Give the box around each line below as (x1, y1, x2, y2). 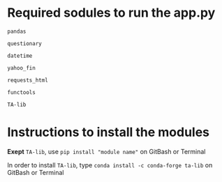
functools (7, 89, 36, 96)
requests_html (7, 77, 49, 84)
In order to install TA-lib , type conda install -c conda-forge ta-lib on (7, 160, 213, 169)
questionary (7, 40, 42, 47)
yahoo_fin (7, 64, 36, 71)
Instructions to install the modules (7, 124, 210, 140)
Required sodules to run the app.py (7, 5, 216, 21)
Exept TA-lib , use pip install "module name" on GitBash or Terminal (7, 147, 206, 156)
